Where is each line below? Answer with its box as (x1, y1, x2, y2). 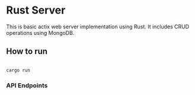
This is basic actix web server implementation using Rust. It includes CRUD (6, 23, 190, 30)
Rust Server (6, 4, 66, 17)
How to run (6, 47, 48, 57)
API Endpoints (6, 81, 48, 89)
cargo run (6, 67, 31, 73)
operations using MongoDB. (6, 29, 75, 36)
